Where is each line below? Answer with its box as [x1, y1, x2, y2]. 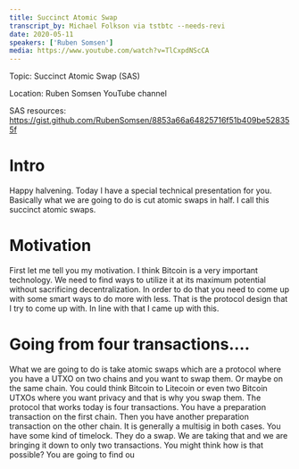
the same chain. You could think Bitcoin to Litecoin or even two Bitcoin [9, 382, 268, 393]
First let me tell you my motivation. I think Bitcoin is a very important [9, 265, 259, 275]
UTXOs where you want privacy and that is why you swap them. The [9, 392, 262, 403]
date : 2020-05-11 [9, 29, 74, 38]
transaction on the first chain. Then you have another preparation [9, 411, 250, 422]
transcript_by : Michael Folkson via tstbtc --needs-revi [9, 21, 226, 30]
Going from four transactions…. [9, 334, 250, 355]
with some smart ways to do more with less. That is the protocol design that [9, 294, 288, 304]
